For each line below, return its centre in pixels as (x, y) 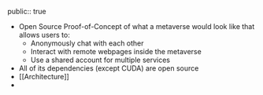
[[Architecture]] (44, 77)
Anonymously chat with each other (87, 43)
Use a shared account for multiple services (100, 60)
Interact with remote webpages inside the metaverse (116, 51)
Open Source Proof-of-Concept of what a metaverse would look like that (137, 26)
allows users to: (44, 35)
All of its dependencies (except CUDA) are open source (109, 68)
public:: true (27, 11)
